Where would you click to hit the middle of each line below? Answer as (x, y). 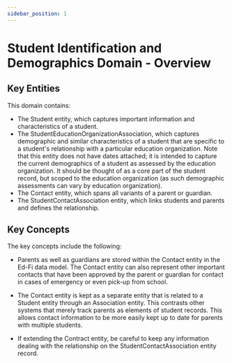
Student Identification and (85, 48)
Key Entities (34, 89)
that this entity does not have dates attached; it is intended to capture (117, 156)
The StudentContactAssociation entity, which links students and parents (121, 200)
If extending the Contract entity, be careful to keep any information (113, 339)
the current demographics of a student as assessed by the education (116, 163)
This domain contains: (39, 105)
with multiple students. (50, 325)
